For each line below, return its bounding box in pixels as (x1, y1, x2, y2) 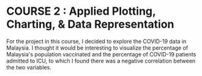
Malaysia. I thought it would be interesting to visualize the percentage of (6, 44, 189, 51)
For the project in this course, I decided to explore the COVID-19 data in (6, 37, 187, 45)
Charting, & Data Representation (6, 17, 174, 31)
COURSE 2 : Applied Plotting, (6, 4, 156, 18)
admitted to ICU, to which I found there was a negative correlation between (6, 57, 196, 64)
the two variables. (6, 63, 52, 71)
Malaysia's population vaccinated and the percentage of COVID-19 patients (6, 50, 196, 58)
